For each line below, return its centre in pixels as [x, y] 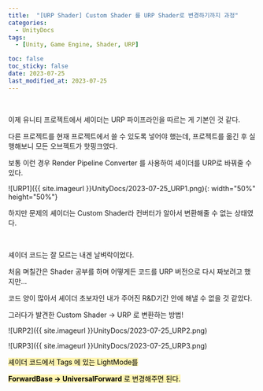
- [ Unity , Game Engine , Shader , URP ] [77, 45]
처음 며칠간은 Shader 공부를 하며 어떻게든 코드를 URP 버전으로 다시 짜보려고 [125, 271]
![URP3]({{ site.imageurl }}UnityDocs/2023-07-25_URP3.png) [108, 345]
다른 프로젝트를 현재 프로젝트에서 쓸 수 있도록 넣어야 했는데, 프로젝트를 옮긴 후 [128, 136]
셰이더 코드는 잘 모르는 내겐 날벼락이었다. [71, 255]
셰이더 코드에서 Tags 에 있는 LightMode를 [73, 362]
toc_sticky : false [38, 66]
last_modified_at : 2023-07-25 [58, 81]
